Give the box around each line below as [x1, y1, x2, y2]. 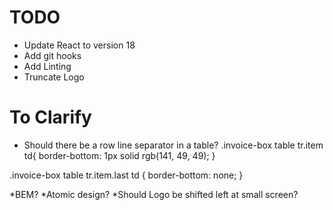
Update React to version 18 [23, 39, 136, 51]
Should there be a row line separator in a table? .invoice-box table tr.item [23, 139, 324, 151]
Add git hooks [23, 49, 82, 61]
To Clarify [9, 106, 92, 129]
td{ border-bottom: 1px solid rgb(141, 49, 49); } [23, 149, 216, 161]
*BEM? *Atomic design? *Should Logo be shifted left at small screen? [9, 188, 299, 200]
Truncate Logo [23, 71, 85, 83]
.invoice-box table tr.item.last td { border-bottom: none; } [9, 169, 244, 181]
